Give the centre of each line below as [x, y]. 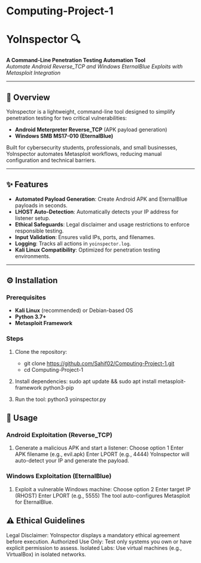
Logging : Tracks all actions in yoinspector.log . [73, 243]
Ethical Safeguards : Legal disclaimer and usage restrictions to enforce [102, 224]
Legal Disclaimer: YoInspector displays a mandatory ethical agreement [93, 535]
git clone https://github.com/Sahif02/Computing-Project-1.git [99, 363]
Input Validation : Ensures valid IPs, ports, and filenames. [85, 237]
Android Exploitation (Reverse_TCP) [59, 435]
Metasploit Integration [33, 73]
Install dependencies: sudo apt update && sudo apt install [86, 381]
